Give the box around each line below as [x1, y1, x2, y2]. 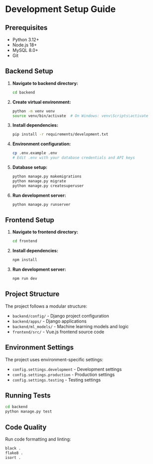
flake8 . [5, 451, 23, 456]
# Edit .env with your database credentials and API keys [12, 155, 135, 160]
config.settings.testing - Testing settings [12, 377, 101, 383]
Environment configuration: [12, 141, 71, 147]
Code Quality [5, 423, 47, 432]
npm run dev [12, 276, 37, 281]
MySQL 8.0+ [12, 47, 39, 53]
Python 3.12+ [12, 36, 39, 42]
